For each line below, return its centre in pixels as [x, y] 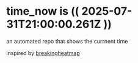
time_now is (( [43, 11]
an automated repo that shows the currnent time [67, 41]
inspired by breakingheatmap [43, 53]
